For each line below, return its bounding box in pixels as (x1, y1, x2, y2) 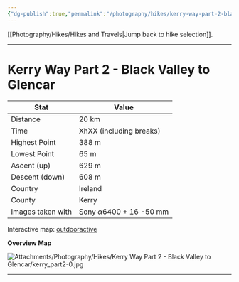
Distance (11, 114, 41, 124)
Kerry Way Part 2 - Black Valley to (7, 61, 211, 77)
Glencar (7, 76, 55, 92)
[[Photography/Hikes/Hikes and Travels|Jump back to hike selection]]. (7, 30, 213, 38)
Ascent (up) (11, 161, 51, 170)
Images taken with (11, 207, 73, 217)
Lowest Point (11, 148, 55, 158)
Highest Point (11, 137, 56, 147)
